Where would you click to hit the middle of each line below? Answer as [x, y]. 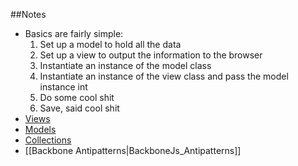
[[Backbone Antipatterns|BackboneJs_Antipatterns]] [133, 150]
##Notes [28, 14]
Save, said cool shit [79, 108]
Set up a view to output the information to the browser [151, 55]
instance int [63, 87]
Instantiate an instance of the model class [125, 65]
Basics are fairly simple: [74, 33]
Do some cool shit [77, 97]
